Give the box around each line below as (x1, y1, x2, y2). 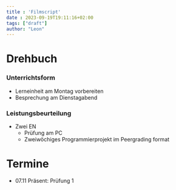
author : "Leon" (6, 25, 45, 32)
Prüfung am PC (24, 129, 63, 137)
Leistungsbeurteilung (6, 109, 72, 117)
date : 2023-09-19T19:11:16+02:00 (6, 15, 94, 21)
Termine (6, 157, 50, 171)
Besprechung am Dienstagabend (15, 93, 98, 101)
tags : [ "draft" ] (6, 20, 47, 26)
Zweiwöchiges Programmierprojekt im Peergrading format (24, 136, 170, 143)
